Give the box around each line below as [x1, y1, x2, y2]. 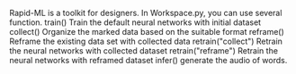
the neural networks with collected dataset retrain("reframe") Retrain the [9, 45, 279, 56]
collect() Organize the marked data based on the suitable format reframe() [9, 27, 285, 37]
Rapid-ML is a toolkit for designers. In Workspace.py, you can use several [9, 8, 283, 18]
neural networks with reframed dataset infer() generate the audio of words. [9, 55, 288, 65]
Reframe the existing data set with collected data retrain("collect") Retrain [9, 36, 283, 46]
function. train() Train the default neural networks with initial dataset [9, 17, 262, 28]
